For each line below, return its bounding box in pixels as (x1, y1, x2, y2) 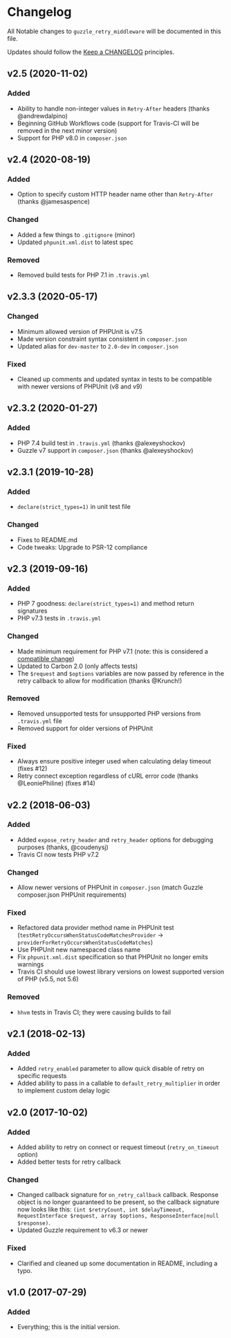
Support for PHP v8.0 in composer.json (17, 133, 127, 142)
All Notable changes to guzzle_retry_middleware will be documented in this (7, 27, 221, 35)
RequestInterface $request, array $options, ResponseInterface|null (17, 1213, 219, 1220)
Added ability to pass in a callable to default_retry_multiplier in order (17, 1079, 221, 1088)
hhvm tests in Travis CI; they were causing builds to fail (17, 1007, 172, 1016)
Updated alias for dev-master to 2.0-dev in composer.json (17, 342, 178, 350)
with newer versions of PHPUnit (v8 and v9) (17, 382, 143, 391)
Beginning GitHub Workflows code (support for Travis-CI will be (17, 119, 199, 127)
